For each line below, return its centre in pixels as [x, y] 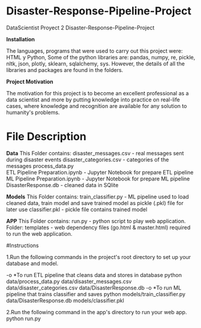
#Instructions [22, 245]
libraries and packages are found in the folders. [65, 70]
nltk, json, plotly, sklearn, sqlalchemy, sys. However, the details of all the [95, 64]
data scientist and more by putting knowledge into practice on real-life [93, 100]
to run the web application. [39, 234]
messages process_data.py [40, 165]
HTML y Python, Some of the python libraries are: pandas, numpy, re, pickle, [101, 57]
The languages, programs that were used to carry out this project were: [94, 51]
